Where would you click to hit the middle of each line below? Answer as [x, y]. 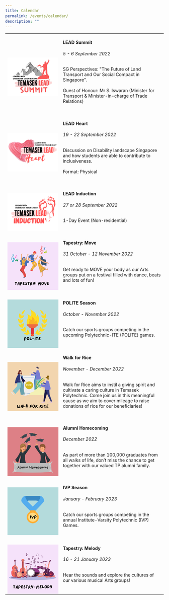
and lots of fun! [78, 280]
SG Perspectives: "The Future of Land [102, 69]
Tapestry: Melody [81, 548]
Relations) [73, 101]
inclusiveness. [77, 161]
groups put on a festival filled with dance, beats [112, 275]
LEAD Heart [75, 123]
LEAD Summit [77, 42]
